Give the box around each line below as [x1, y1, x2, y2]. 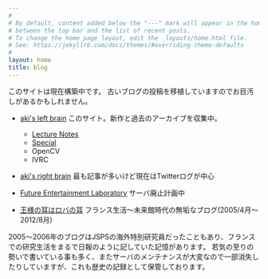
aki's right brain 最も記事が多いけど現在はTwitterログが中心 [19, 171, 215, 180]
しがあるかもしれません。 [8, 96, 93, 106]
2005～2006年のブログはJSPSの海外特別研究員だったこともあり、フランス [8, 232, 256, 242]
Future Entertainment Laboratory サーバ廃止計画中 [19, 188, 185, 198]
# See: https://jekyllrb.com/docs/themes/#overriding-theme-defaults [8, 41, 245, 49]
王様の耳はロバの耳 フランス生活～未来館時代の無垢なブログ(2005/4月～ [19, 205, 259, 214]
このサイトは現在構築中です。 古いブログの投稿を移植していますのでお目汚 [8, 86, 254, 96]
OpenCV [31, 146, 61, 155]
